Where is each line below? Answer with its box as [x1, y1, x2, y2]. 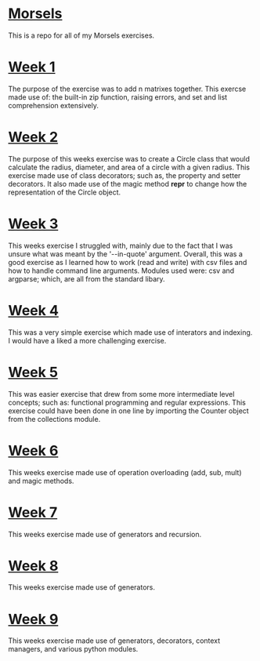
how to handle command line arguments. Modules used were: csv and [8, 266, 235, 275]
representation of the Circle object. [8, 187, 121, 197]
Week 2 [8, 129, 59, 146]
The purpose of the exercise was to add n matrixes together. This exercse [8, 84, 247, 93]
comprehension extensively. [8, 100, 99, 110]
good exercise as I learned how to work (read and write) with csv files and [8, 257, 247, 267]
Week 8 [8, 557, 59, 575]
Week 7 [8, 503, 58, 521]
